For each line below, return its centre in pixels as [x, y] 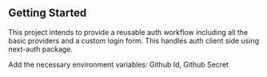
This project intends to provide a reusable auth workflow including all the [128, 32]
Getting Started [48, 13]
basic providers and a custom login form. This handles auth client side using [134, 40]
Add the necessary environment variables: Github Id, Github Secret [119, 64]
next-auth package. [41, 49]
